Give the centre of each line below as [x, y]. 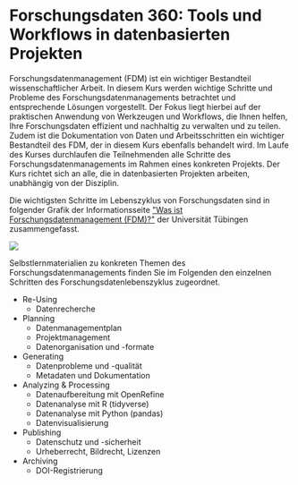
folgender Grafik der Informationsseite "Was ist [96, 209]
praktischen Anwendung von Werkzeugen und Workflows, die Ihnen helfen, [149, 116]
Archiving [40, 461]
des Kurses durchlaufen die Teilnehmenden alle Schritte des [120, 154]
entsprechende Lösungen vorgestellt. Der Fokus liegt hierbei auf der [135, 106]
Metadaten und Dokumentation [93, 375]
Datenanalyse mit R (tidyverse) [92, 404]
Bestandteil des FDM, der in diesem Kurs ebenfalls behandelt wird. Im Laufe [149, 145]
